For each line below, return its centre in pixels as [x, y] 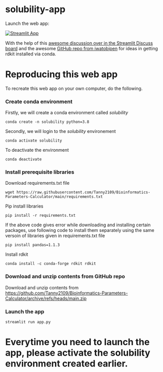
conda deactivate [24, 159]
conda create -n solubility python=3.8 [47, 122]
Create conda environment [39, 102]
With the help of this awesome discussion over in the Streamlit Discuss [79, 43]
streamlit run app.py [28, 322]
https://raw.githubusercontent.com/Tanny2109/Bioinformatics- [84, 192]
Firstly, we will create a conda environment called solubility [67, 113]
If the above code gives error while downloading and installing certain [78, 225]
